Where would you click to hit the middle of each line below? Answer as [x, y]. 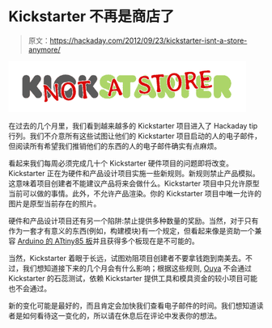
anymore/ [44, 49]
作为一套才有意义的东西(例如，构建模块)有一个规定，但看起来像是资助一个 [132, 230]
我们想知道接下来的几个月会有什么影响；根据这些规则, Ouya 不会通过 [137, 268]
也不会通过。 [30, 288]
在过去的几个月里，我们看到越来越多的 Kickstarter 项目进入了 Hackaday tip [133, 125]
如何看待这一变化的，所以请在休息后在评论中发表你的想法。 [121, 315]
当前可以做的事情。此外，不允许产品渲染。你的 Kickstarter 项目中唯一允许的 [135, 193]
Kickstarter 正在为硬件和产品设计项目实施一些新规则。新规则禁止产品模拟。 [134, 173]
